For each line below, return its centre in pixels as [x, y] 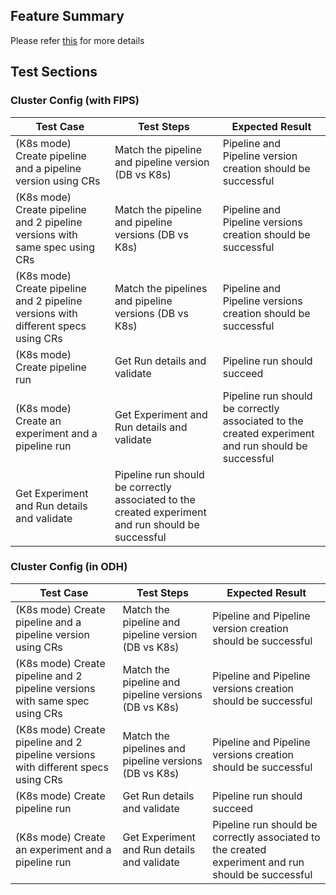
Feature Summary [67, 16]
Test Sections [54, 72]
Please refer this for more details [77, 40]
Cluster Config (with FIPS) [75, 101]
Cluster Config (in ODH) [69, 567]
